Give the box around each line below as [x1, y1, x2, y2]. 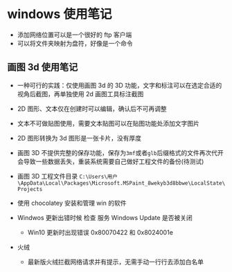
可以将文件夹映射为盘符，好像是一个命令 [17, 39, 133, 47]
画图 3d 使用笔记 [7, 62, 78, 73]
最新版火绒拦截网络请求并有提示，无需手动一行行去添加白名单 [27, 257, 204, 266]
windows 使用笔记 [7, 6, 112, 22]
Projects [17, 185, 43, 192]
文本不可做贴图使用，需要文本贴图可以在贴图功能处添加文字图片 [17, 119, 199, 127]
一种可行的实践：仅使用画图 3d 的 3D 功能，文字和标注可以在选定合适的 [17, 81, 222, 89]
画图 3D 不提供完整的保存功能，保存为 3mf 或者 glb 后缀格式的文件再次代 [17, 148, 218, 156]
